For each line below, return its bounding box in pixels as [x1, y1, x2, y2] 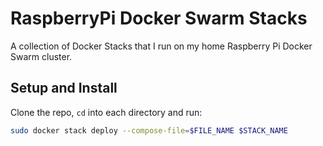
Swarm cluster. [10, 50, 73, 62]
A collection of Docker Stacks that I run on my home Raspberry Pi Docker [10, 40, 313, 52]
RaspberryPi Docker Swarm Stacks [10, 7, 308, 30]
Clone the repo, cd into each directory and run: [10, 106, 203, 118]
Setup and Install [10, 80, 118, 97]
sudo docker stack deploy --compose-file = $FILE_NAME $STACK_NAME [10, 125, 288, 136]
